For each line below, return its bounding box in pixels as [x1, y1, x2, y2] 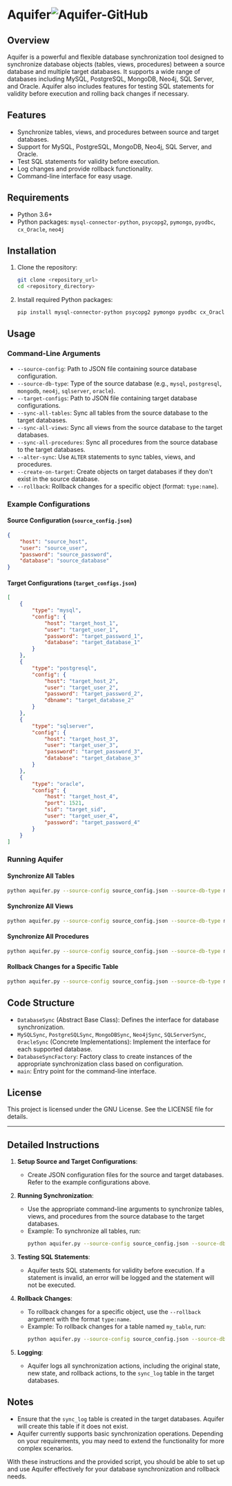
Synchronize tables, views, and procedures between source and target [17, 128, 220, 136]
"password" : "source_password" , [19, 551, 113, 558]
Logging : [17, 1348, 43, 1356]
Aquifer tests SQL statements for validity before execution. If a [27, 1266, 205, 1275]
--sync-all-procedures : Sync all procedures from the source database [17, 438, 218, 446]
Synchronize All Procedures [7, 932, 90, 941]
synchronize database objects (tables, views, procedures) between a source [7, 60, 225, 68]
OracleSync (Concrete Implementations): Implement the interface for [17, 1037, 211, 1046]
